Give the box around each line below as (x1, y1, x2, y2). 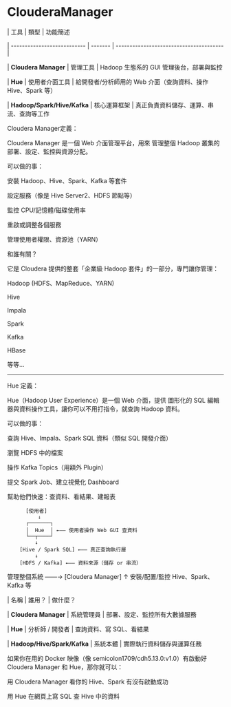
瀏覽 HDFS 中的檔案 (7, 448, 63, 456)
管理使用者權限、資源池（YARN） (7, 235, 102, 243)
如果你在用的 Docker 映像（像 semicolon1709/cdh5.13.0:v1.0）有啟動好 (7, 654, 208, 662)
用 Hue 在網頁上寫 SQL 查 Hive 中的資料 (7, 692, 120, 700)
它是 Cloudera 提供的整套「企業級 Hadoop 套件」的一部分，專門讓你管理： (7, 264, 219, 273)
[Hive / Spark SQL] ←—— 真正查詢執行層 (19, 546, 126, 553)
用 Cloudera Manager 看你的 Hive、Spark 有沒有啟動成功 (7, 677, 168, 686)
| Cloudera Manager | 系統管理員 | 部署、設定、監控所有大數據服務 (7, 610, 197, 618)
